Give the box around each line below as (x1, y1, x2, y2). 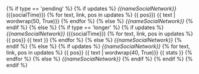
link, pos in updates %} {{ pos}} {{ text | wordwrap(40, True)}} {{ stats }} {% (6, 49, 192, 56)
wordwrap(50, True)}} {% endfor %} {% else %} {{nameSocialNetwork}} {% (6, 18, 194, 24)
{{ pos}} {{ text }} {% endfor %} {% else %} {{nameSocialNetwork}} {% (6, 37, 182, 43)
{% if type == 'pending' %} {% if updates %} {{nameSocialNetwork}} (6, 5, 177, 12)
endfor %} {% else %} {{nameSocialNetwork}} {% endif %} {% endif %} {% (6, 56, 193, 62)
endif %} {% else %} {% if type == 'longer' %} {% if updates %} (6, 24, 164, 31)
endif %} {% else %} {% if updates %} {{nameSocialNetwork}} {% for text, (6, 43, 191, 50)
